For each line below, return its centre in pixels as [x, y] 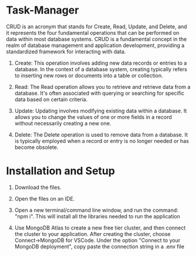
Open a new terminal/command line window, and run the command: [97, 210]
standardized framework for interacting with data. [66, 51]
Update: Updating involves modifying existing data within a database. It [101, 111]
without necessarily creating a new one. [63, 123]
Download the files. [38, 187]
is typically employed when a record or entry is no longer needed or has [102, 141]
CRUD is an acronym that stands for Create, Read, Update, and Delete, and [97, 26]
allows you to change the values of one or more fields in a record [93, 117]
